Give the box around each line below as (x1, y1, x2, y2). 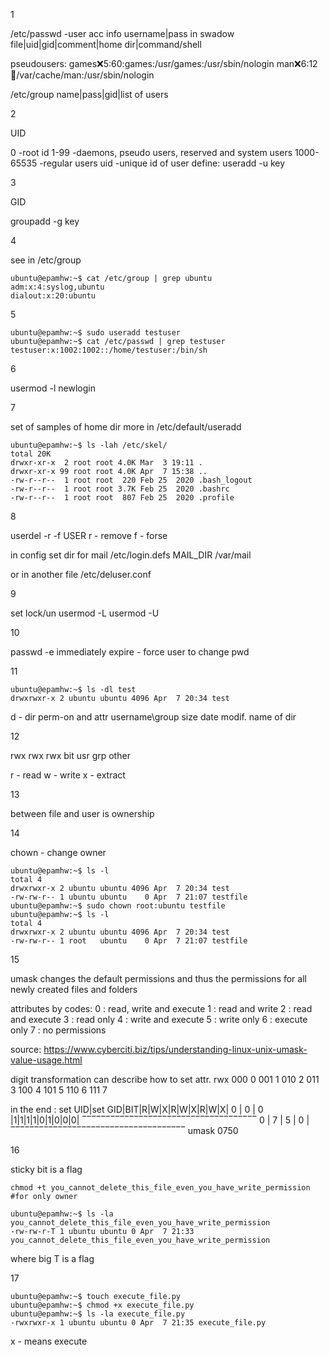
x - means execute (10, 1335, 88, 1347)
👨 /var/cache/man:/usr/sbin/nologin (10, 69, 155, 81)
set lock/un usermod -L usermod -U (10, 607, 160, 619)
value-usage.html (10, 1054, 83, 1066)
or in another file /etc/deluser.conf (10, 569, 152, 580)
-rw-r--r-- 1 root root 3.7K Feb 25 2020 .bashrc (10, 484, 230, 494)
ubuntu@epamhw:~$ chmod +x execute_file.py (10, 1300, 195, 1310)
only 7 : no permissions (10, 1024, 107, 1036)
